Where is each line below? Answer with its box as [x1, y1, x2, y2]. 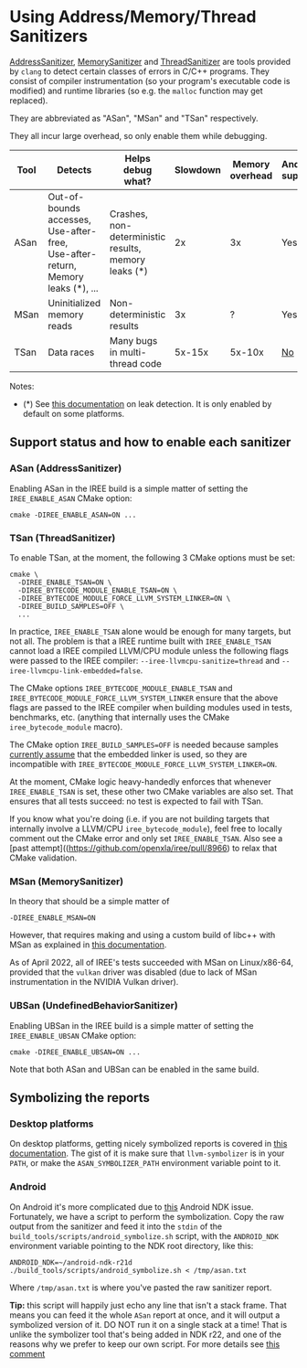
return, [48, 259, 77, 272]
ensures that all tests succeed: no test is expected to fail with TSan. [9, 796, 264, 807]
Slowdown [175, 163, 222, 176]
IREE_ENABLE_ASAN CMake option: [9, 492, 132, 504]
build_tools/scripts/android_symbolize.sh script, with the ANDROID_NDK [9, 1230, 279, 1241]
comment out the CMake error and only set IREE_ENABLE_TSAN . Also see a [9, 832, 283, 843]
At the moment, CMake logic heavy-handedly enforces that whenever [9, 775, 271, 787]
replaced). [9, 94, 48, 106]
